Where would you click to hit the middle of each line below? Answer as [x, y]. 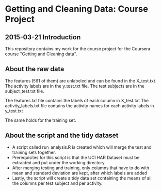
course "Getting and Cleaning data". [41, 54]
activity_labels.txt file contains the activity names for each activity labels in [80, 106]
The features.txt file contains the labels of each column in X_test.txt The [77, 100]
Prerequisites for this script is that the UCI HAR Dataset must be [76, 157]
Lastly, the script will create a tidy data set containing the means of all [82, 178]
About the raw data [35, 69]
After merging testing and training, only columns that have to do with [80, 168]
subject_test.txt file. [25, 91]
